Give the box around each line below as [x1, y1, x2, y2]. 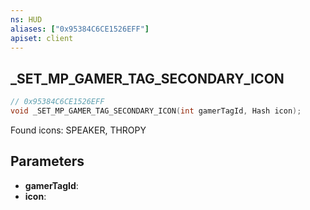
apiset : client [10, 33, 74, 43]
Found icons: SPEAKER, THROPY [10, 124, 147, 136]
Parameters [10, 153, 85, 170]
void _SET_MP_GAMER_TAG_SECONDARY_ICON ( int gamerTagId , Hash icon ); [10, 106, 302, 116]
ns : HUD [10, 14, 43, 25]
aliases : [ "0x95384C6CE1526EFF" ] [10, 24, 150, 34]
